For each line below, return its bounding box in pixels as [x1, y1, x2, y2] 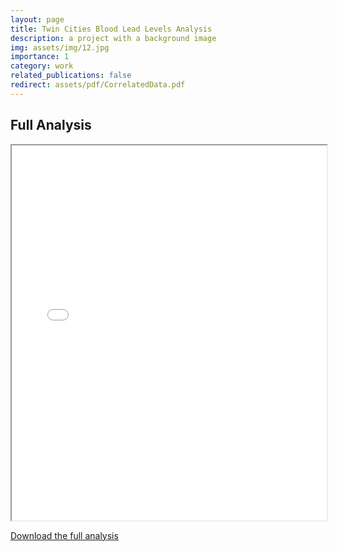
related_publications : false [10, 71, 132, 81]
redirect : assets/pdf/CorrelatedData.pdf [10, 80, 186, 90]
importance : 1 [10, 52, 70, 62]
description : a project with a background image [10, 33, 217, 43]
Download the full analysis [10, 529, 119, 541]
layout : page [10, 14, 65, 25]
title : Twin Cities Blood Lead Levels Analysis [10, 24, 213, 34]
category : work [10, 61, 74, 71]
